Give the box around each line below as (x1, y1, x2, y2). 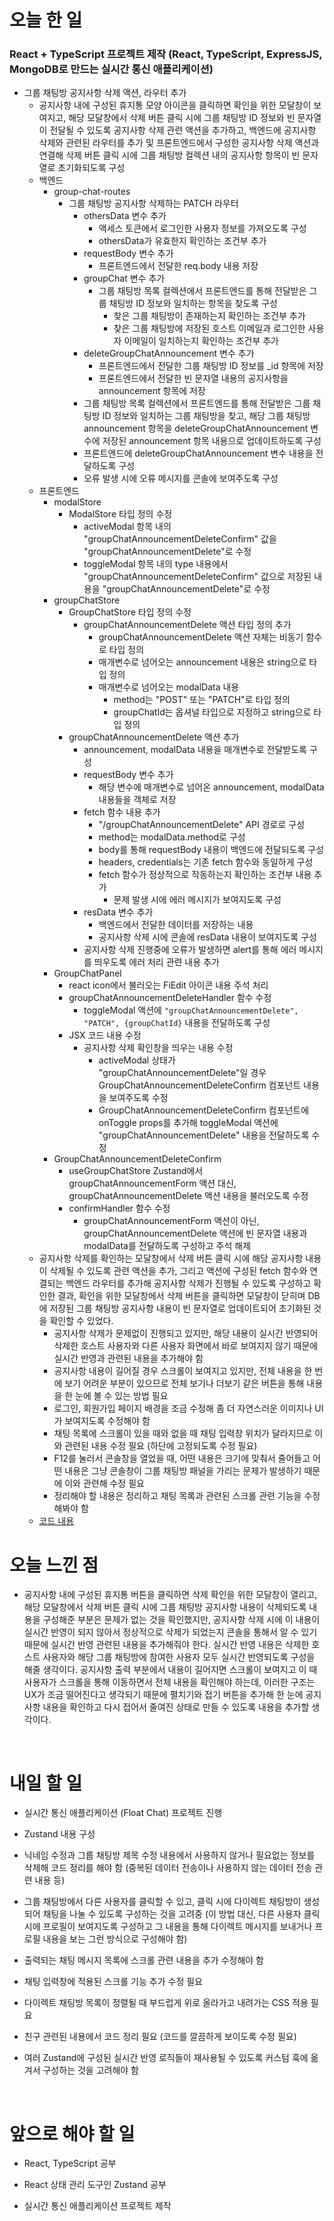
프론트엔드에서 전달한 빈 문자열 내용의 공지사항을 (98, 372, 289, 385)
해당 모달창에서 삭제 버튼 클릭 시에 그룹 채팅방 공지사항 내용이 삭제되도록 (23, 1601, 307, 1613)
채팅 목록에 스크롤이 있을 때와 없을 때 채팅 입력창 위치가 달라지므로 (53, 1427, 313, 1440)
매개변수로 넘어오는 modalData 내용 (98, 681, 240, 693)
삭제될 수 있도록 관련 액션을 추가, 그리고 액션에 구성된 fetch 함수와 (49, 1265, 308, 1277)
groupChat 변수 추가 (83, 272, 166, 285)
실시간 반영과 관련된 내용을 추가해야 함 (53, 1352, 204, 1365)
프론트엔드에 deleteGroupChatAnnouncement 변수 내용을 (83, 447, 314, 460)
